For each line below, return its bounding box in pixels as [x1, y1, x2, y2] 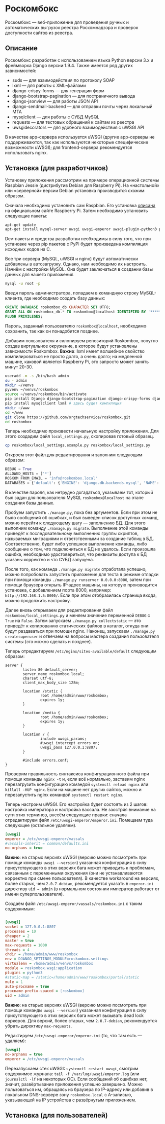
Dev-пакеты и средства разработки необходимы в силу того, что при [5, 236, 151, 242]
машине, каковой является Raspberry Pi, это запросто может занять [5, 359, 149, 364]
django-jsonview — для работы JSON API [12, 98, 98, 104]
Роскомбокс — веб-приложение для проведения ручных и [5, 19, 129, 25]
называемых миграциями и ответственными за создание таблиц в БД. [5, 536, 154, 542]
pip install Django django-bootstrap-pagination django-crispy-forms [5, 397, 151, 401]
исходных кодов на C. [5, 246, 51, 252]
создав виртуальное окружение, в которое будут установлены [5, 343, 137, 349]
